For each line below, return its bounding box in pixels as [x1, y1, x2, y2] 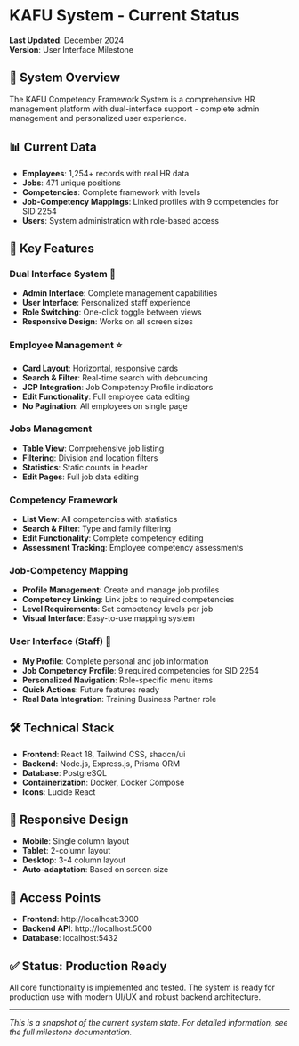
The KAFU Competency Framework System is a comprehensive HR [9, 94, 255, 104]
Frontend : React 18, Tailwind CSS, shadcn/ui [21, 748, 186, 759]
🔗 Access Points [9, 890, 101, 905]
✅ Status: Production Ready [9, 959, 167, 974]
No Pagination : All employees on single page [21, 400, 189, 411]
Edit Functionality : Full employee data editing [21, 391, 190, 402]
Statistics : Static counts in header [21, 462, 149, 472]
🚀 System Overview [9, 70, 121, 86]
